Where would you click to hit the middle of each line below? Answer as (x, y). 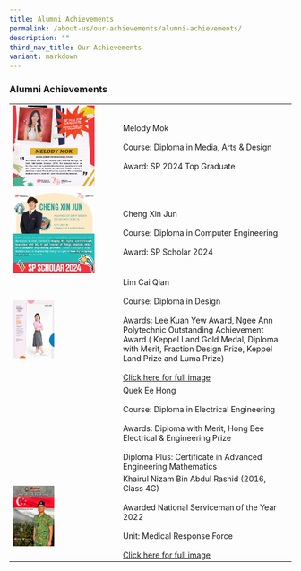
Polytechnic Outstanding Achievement (193, 330)
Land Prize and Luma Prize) (173, 359)
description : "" (39, 38)
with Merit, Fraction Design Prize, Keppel (198, 349)
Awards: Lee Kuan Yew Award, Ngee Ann (198, 320)
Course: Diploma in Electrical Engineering (199, 409)
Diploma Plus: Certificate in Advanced (192, 456)
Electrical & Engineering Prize (177, 437)
